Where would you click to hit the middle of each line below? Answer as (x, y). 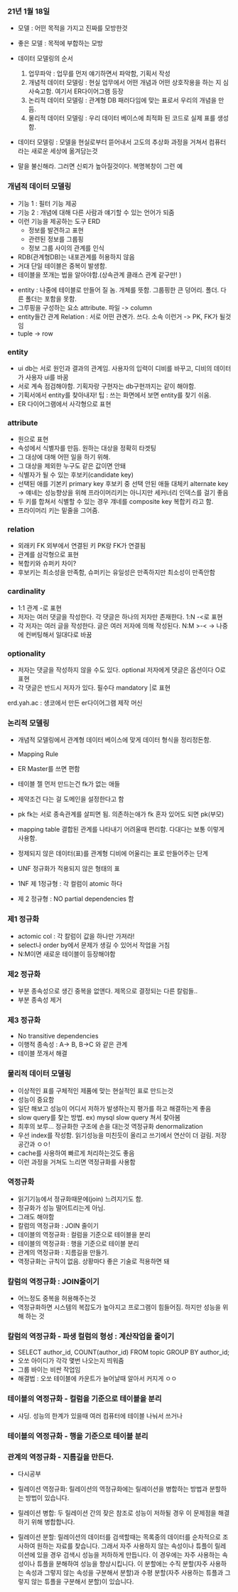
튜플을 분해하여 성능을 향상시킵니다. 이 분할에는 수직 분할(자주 (122, 1563)
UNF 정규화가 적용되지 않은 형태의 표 (69, 869)
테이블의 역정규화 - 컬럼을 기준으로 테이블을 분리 (85, 1399)
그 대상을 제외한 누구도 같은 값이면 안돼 (72, 466)
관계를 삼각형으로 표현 (48, 554)
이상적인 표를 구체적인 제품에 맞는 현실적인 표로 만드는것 (96, 1090)
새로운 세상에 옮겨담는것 (64, 151)
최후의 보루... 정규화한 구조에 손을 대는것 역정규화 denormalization (110, 1126)
